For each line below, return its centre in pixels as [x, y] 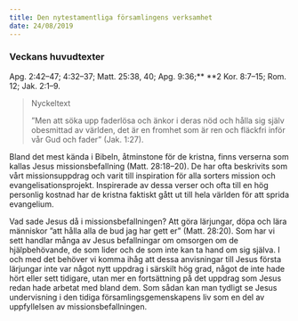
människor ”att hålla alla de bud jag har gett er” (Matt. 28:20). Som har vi [142, 230]
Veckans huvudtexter [57, 57]
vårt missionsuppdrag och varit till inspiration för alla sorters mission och [142, 176]
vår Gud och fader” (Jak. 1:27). [87, 139]
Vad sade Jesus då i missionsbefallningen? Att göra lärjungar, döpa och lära [148, 221]
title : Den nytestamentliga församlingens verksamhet [111, 17]
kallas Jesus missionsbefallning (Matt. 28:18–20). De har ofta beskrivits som [148, 166]
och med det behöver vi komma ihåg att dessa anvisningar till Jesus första [145, 259]
